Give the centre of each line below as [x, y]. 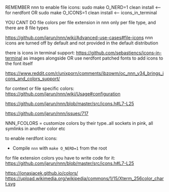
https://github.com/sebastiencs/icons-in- [119, 53]
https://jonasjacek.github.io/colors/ [42, 173]
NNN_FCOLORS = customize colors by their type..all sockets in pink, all [79, 123]
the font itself [19, 63]
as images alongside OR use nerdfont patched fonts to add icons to [93, 58]
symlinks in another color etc [35, 129]
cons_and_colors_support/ [33, 79]
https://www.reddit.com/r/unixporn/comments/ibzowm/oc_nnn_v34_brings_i [84, 73]
